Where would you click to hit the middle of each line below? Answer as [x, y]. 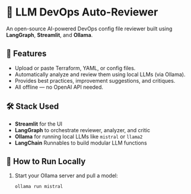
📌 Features [26, 54]
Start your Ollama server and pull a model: [66, 176]
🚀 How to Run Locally [46, 161]
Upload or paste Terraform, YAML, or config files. [75, 68]
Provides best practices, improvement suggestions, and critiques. [95, 80]
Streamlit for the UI [38, 124]
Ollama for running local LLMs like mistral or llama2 [79, 136]
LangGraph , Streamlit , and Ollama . [50, 35]
